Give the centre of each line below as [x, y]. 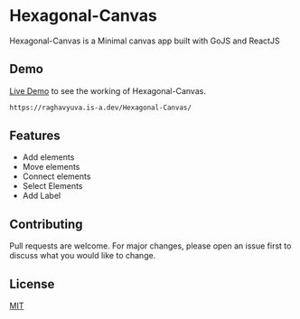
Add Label [42, 196]
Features [35, 136]
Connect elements [56, 176]
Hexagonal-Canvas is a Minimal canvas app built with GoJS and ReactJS [145, 41]
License [32, 284]
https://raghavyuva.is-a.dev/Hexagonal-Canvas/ [101, 108]
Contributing [46, 224]
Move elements [51, 167]
